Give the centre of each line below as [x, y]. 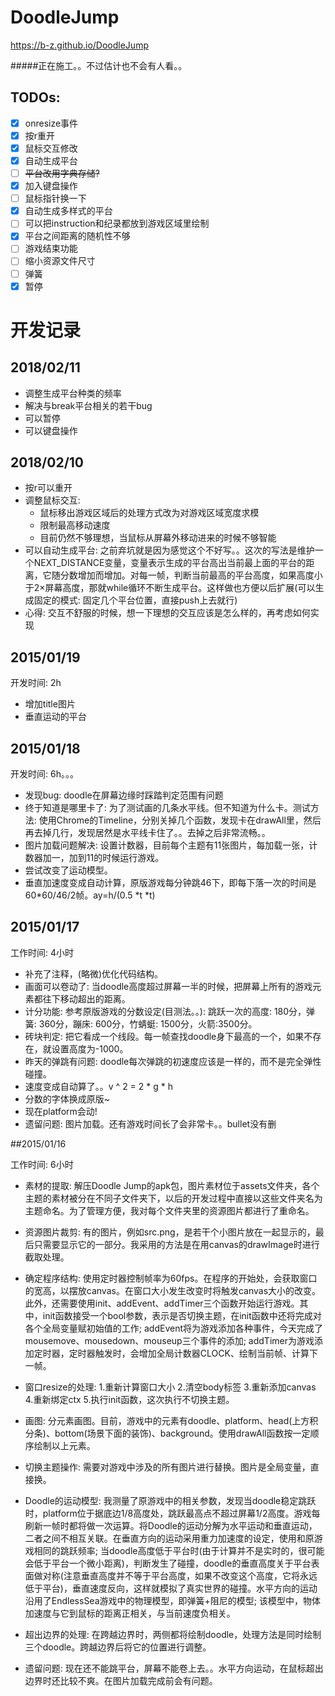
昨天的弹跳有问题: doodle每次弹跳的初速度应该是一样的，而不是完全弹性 [173, 1061]
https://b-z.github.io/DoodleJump [79, 45]
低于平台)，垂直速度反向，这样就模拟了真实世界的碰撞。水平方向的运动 [171, 1588]
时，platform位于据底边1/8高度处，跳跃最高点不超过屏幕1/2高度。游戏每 [172, 1513]
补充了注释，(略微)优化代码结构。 [94, 973]
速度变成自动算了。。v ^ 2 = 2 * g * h [98, 1086]
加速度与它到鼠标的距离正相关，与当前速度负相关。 [130, 1613]
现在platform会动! [61, 1111]
